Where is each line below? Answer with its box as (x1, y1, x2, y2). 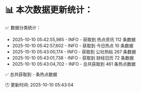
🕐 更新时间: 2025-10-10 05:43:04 (5, 82, 73, 88)
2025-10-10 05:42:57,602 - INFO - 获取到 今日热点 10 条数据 (12, 43, 134, 48)
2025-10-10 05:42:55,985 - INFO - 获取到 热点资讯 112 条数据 (12, 36, 136, 42)
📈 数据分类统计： (5, 24, 41, 30)
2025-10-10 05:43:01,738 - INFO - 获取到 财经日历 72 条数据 (12, 55, 134, 61)
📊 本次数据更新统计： (5, 4, 93, 16)
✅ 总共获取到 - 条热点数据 (5, 71, 58, 77)
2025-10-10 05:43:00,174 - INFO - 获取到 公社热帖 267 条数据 (12, 48, 136, 54)
